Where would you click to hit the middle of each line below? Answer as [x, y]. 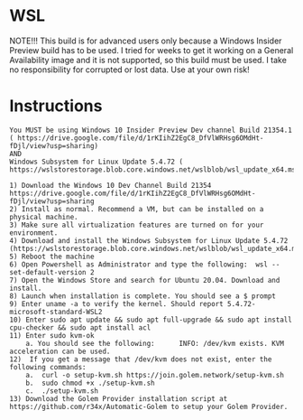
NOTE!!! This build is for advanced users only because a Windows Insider [146, 41]
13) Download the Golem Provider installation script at [119, 398]
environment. [34, 233]
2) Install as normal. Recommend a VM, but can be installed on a [137, 209]
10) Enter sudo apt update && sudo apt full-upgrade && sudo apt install [151, 320]
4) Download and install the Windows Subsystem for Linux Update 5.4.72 [149, 240]
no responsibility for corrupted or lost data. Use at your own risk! [129, 70]
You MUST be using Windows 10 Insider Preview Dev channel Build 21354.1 [151, 130]
